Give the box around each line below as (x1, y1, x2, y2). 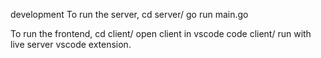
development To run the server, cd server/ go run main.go (10, 9, 249, 20)
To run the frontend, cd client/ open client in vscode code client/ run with (10, 28, 312, 39)
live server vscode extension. (10, 39, 132, 50)
